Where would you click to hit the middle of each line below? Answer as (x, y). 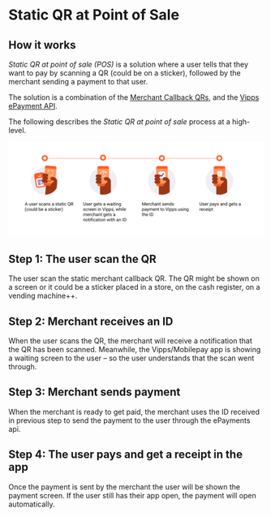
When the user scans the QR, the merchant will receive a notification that (131, 341)
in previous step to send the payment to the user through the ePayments (129, 420)
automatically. (32, 504)
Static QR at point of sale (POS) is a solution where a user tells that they (129, 64)
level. (17, 130)
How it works (42, 45)
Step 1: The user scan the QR (82, 258)
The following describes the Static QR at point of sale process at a (120, 122)
